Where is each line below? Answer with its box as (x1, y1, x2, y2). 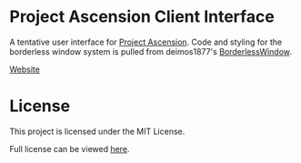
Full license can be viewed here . (9, 143, 130, 154)
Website (9, 64, 41, 75)
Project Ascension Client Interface (9, 6, 275, 27)
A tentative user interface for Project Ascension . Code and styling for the (9, 36, 283, 47)
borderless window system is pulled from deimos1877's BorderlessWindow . (9, 46, 293, 56)
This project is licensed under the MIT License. (9, 126, 186, 137)
